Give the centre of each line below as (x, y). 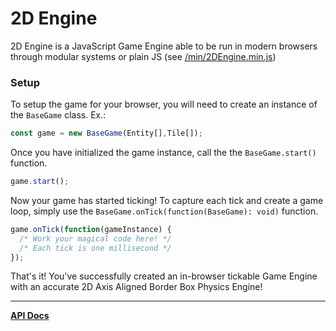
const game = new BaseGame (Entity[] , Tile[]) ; (106, 133)
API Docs (30, 316)
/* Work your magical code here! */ (95, 238)
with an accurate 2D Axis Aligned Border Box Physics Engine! (136, 287)
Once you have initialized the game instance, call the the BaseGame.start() (163, 153)
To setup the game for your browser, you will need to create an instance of (164, 104)
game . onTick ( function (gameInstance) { (91, 229)
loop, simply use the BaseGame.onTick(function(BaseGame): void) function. (164, 211)
